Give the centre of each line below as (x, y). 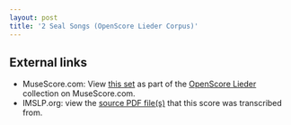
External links (48, 62)
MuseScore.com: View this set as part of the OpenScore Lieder (139, 84)
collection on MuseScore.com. (79, 94)
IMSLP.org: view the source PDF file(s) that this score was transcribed (152, 103)
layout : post (34, 18)
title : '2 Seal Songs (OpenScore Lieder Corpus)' (104, 26)
